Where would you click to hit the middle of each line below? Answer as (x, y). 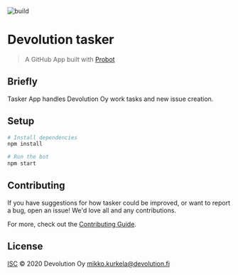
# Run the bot (28, 157)
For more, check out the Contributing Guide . (72, 224)
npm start (22, 163)
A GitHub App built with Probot (70, 59)
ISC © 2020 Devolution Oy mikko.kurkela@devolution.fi (89, 264)
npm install (25, 144)
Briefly (22, 82)
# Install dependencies (43, 137)
